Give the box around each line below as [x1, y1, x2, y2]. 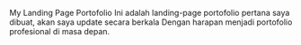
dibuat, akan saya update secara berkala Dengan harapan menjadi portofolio [9, 17, 293, 27]
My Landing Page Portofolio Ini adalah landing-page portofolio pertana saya [9, 8, 290, 18]
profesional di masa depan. [9, 26, 111, 36]
